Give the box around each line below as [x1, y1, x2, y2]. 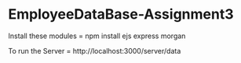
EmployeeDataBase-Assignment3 [8, 5, 234, 23]
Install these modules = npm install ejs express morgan [8, 31, 186, 40]
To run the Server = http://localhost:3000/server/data [8, 46, 181, 55]
